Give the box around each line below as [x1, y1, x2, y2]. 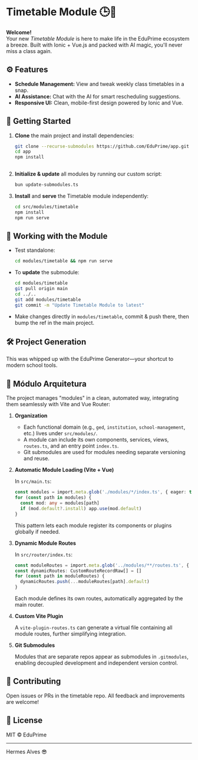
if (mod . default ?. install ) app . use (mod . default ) [20, 505, 142, 511]
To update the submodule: [14, 269, 80, 276]
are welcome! [6, 698, 39, 705]
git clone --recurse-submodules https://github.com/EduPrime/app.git [14, 143, 190, 149]
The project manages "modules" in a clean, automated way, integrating [6, 394, 179, 402]
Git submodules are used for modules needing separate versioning [23, 449, 186, 456]
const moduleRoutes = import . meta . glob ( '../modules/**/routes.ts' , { [14, 562, 190, 568]
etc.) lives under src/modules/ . [23, 430, 98, 437]
